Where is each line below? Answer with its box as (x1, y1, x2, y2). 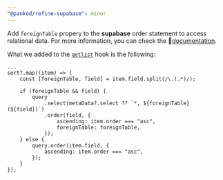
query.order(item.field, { (32, 142, 110, 149)
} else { (19, 136, 45, 143)
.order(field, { (43, 111, 91, 118)
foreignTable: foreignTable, (56, 124, 140, 131)
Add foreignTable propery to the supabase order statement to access (7, 29, 207, 37)
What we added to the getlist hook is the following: (7, 50, 156, 58)
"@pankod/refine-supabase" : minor (7, 10, 107, 17)
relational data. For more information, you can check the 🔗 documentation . (7, 36, 217, 45)
